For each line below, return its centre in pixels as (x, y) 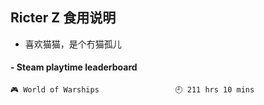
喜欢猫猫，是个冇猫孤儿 (73, 44)
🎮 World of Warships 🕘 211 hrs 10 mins (132, 90)
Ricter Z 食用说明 (63, 18)
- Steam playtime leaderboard (74, 67)
